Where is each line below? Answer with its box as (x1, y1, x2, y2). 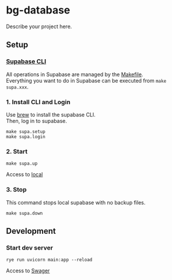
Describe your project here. (6, 23, 72, 30)
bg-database (6, 4, 71, 17)
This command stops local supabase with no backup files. (6, 199, 146, 206)
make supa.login (6, 134, 45, 139)
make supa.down (6, 210, 43, 216)
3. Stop (6, 186, 27, 194)
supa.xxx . (6, 83, 29, 90)
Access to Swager (6, 267, 50, 274)
